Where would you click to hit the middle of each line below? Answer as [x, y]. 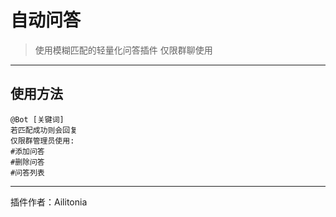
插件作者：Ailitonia [49, 202]
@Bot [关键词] [37, 119]
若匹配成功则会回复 [44, 130]
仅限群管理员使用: [42, 141]
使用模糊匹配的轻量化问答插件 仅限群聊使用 [123, 50]
